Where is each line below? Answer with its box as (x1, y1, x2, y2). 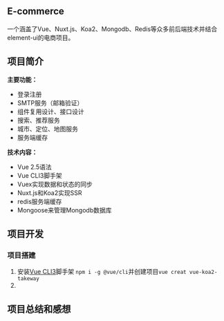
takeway (17, 275, 39, 282)
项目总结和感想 (7, 303, 71, 315)
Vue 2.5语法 (17, 163, 52, 171)
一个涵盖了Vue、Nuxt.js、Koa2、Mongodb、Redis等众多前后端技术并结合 (7, 24, 218, 33)
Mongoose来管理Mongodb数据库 (17, 205, 112, 214)
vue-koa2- (189, 269, 218, 276)
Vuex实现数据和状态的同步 (17, 180, 93, 188)
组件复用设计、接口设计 (17, 107, 84, 116)
